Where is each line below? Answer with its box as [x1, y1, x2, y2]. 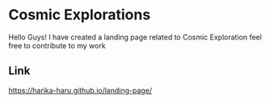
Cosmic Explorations [8, 6, 151, 24]
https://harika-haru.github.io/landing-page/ [8, 85, 152, 95]
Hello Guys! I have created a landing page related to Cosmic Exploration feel [8, 32, 263, 42]
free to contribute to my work [8, 40, 107, 50]
